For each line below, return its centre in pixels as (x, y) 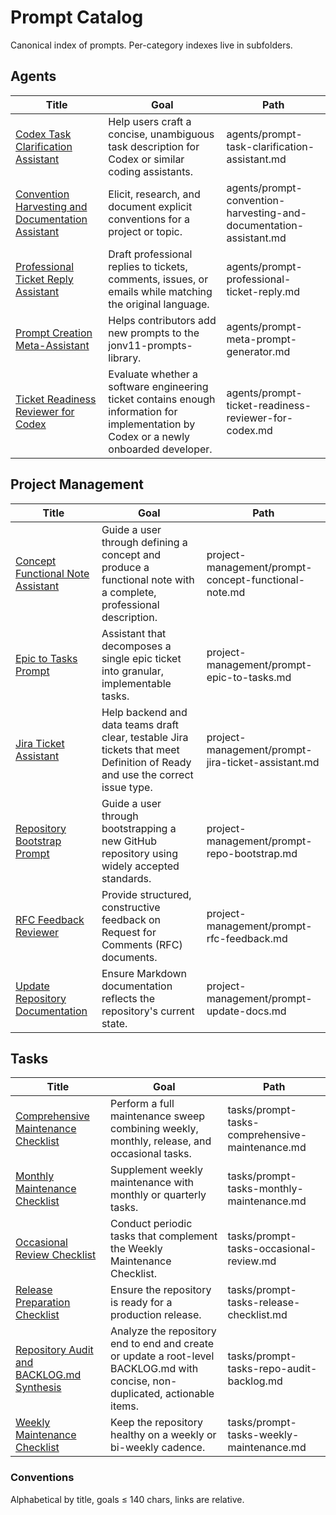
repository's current (148, 1011)
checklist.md (257, 1315)
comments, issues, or (158, 279)
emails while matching (160, 291)
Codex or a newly (149, 436)
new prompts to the (154, 333)
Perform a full (142, 1104)
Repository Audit (54, 1350)
